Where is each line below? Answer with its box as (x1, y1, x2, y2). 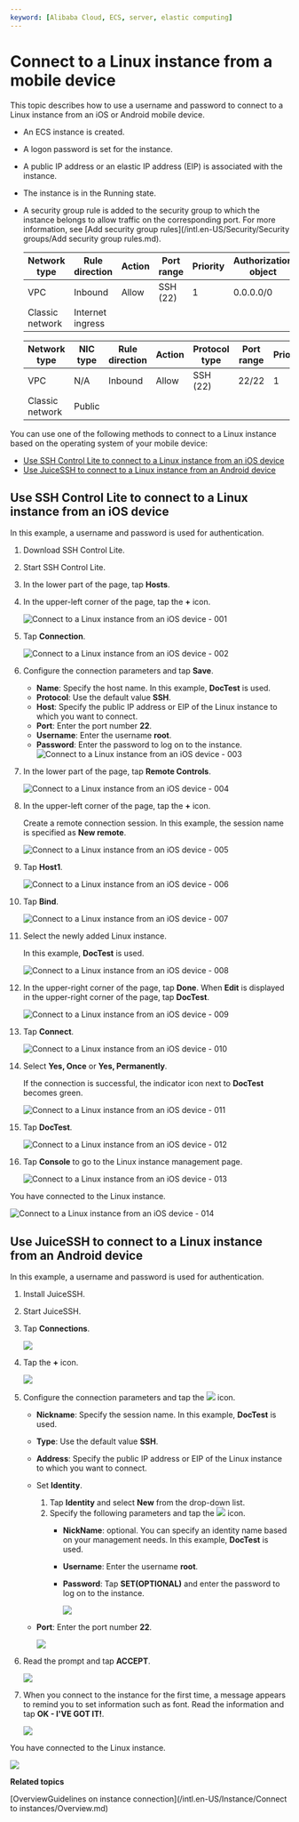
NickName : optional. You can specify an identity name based (62, 1525, 287, 1536)
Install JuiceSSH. (22, 1289, 85, 1300)
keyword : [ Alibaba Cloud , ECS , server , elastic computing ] (10, 12, 233, 22)
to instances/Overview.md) (10, 1803, 109, 1814)
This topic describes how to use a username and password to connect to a (10, 100, 283, 110)
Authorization (232, 254, 294, 267)
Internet (73, 306, 107, 318)
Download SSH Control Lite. (22, 544, 125, 556)
